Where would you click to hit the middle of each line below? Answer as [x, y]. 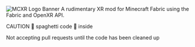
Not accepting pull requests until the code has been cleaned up [83, 37]
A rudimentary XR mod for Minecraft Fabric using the [125, 9]
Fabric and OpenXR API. [35, 15]
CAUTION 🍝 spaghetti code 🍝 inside [49, 26]
